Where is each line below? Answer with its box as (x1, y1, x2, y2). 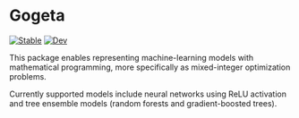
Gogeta (9, 5, 65, 26)
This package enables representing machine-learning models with (9, 52, 254, 63)
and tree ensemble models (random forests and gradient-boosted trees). (9, 97, 278, 108)
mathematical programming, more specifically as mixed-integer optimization (9, 62, 291, 72)
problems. (9, 71, 47, 81)
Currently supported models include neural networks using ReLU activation (9, 88, 286, 99)
